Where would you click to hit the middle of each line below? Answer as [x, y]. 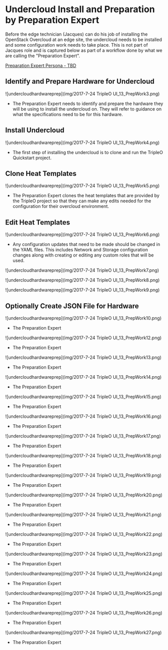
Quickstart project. [32, 158]
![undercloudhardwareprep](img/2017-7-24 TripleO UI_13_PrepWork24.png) [84, 573]
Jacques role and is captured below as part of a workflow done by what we [84, 50]
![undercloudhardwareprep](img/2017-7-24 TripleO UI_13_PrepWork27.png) [83, 633]
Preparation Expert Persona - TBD [41, 65]
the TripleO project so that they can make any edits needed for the [82, 201]
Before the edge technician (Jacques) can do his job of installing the [76, 34]
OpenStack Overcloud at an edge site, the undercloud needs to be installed [83, 40]
